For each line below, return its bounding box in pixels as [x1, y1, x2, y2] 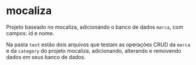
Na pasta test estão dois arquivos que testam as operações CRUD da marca [6, 41, 191, 48]
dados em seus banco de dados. [6, 53, 86, 60]
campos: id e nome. [6, 29, 54, 36]
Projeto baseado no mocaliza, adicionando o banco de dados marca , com [6, 23, 184, 30]
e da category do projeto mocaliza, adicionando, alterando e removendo [6, 47, 181, 54]
